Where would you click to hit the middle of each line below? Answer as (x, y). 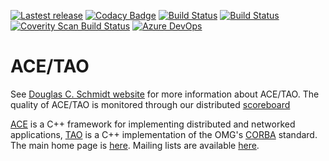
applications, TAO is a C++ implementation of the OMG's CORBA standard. (164, 134)
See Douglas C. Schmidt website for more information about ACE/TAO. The (165, 94)
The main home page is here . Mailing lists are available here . (135, 145)
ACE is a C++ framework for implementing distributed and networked (153, 124)
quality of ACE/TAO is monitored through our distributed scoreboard (150, 104)
